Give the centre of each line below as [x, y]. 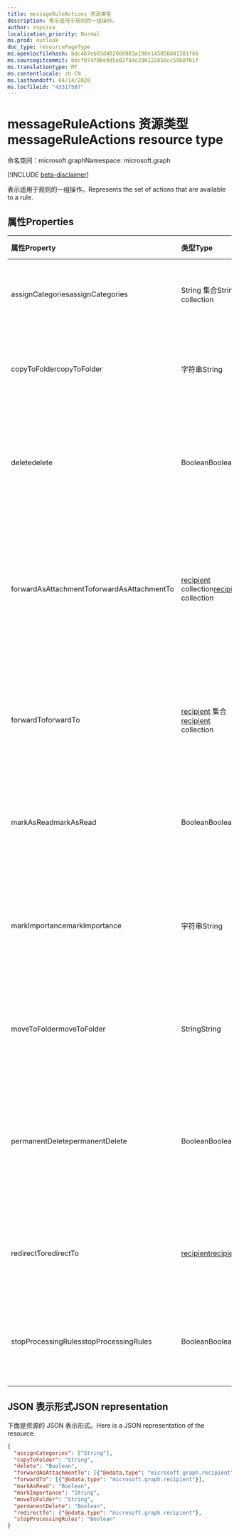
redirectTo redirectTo [45, 1253]
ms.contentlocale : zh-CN [44, 73]
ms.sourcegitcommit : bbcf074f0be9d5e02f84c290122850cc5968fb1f [103, 61]
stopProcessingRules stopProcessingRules [81, 1342]
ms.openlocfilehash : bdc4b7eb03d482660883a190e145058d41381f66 [103, 54]
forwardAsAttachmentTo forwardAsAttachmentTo [92, 589]
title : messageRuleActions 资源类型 [59, 14]
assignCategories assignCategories [69, 294]
